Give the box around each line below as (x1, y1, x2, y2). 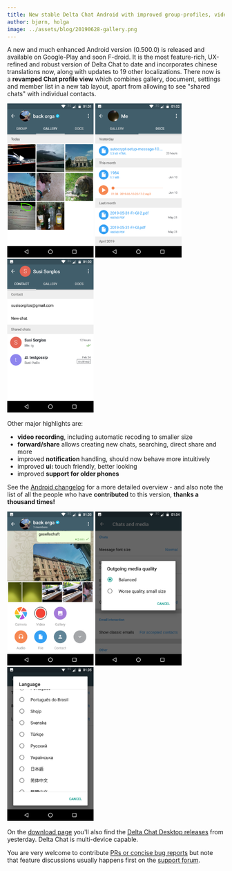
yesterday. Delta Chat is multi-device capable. (7, 835, 139, 843)
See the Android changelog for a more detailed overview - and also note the (7, 483, 224, 492)
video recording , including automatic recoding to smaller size (17, 433, 193, 441)
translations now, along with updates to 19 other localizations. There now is (7, 68, 221, 76)
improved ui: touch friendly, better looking (17, 463, 137, 471)
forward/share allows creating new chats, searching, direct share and (17, 440, 217, 449)
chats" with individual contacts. (7, 90, 97, 98)
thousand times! (7, 498, 55, 506)
